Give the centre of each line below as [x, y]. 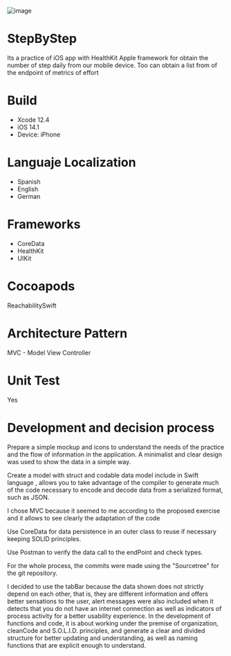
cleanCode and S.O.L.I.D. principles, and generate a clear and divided [106, 630]
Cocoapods [41, 286]
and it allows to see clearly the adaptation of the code [84, 518]
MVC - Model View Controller [49, 353]
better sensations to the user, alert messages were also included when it [110, 601]
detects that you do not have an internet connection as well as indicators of [114, 608]
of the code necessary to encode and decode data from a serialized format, [115, 490]
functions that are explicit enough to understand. [77, 645]
